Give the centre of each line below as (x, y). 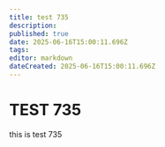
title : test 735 (39, 17)
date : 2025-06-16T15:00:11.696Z (68, 42)
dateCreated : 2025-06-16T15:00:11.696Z (82, 67)
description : (33, 26)
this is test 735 (36, 134)
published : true (39, 33)
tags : (19, 50)
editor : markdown (41, 58)
